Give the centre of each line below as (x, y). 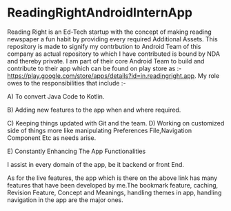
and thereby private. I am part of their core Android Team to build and (106, 61)
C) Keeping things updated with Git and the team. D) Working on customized (116, 123)
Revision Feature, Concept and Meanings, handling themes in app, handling (114, 192)
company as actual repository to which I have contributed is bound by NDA (114, 54)
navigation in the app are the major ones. (66, 200)
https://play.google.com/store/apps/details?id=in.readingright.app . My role (113, 76)
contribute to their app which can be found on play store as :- (94, 68)
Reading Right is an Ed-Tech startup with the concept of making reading (109, 32)
